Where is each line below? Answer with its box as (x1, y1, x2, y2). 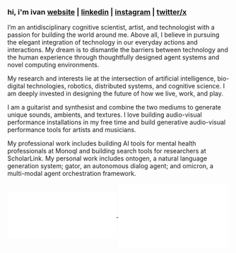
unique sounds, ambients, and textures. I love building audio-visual (7, 110, 203, 119)
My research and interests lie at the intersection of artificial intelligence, (7, 74, 216, 83)
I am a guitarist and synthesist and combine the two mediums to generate (7, 103, 221, 112)
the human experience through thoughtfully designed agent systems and (7, 53, 220, 61)
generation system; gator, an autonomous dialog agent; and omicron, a (7, 162, 214, 170)
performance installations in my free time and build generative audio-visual (7, 118, 226, 126)
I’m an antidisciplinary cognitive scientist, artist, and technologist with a (7, 23, 216, 32)
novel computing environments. (7, 61, 100, 69)
